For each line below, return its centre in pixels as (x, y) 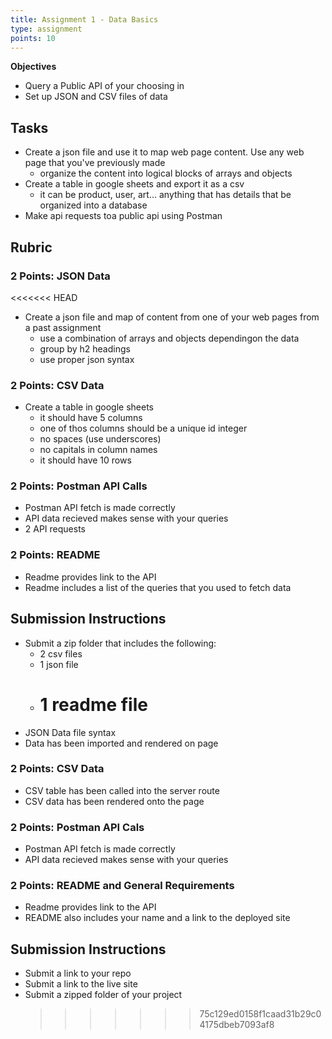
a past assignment (63, 327)
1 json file (59, 664)
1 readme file (93, 704)
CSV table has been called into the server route (122, 790)
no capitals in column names (98, 450)
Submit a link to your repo (78, 973)
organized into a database (93, 205)
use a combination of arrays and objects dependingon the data (169, 338)
